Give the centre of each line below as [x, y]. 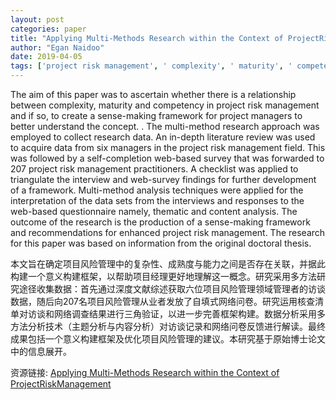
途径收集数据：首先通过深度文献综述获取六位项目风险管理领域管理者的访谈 [172, 289]
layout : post [37, 19]
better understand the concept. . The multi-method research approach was [165, 126]
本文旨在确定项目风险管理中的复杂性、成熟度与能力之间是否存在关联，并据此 [168, 264]
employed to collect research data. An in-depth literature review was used [163, 137]
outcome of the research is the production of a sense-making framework [160, 222]
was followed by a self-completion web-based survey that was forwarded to [167, 158]
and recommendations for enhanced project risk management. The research [168, 232]
